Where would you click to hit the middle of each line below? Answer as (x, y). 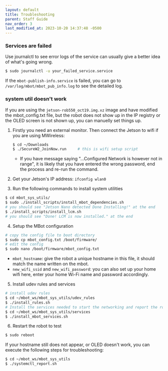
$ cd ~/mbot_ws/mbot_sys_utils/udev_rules (50, 298)
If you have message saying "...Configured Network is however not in (91, 159)
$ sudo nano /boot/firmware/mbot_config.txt (52, 249)
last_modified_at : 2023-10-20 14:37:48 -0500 (53, 28)
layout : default (22, 10)
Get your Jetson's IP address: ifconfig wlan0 (59, 179)
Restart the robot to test (37, 326)
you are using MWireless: (38, 135)
